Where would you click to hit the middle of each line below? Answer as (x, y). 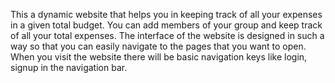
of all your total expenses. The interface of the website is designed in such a (167, 35)
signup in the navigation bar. (69, 67)
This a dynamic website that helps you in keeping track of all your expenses (166, 14)
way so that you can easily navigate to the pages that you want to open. (158, 46)
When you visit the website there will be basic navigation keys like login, (159, 57)
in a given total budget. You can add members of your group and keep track (166, 25)
